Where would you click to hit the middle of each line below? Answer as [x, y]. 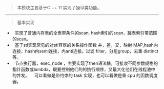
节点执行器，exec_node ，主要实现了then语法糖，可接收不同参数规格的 [86, 63]
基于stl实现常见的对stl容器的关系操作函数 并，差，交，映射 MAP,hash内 [86, 45]
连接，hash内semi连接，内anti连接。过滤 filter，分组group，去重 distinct [85, 51]
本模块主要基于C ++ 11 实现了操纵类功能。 [59, 8]
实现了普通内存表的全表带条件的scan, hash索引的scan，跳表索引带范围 [86, 33]
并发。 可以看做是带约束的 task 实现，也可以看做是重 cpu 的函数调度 [87, 75]
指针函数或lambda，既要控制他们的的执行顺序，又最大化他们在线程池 [82, 69]
